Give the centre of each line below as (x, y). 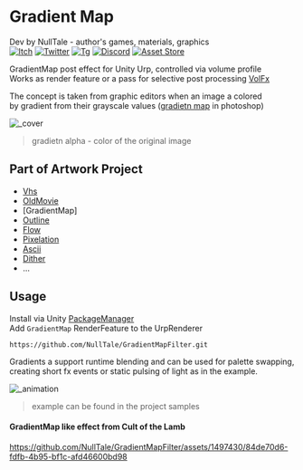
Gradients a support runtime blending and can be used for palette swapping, (152, 361)
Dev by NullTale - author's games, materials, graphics (109, 42)
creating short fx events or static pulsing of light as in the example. (133, 371)
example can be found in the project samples (116, 406)
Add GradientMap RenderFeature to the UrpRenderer (106, 328)
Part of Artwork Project (76, 169)
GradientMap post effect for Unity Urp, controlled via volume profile (136, 69)
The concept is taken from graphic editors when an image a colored (136, 96)
